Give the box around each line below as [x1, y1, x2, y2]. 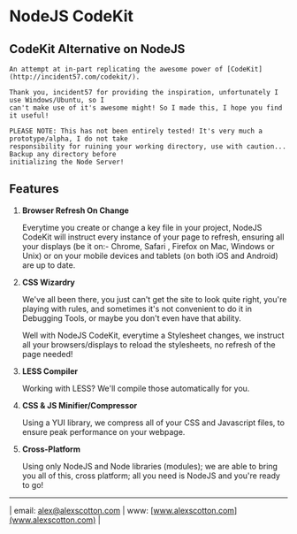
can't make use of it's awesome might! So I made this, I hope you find [9, 103, 283, 112]
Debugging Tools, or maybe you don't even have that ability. [21, 312, 241, 324]
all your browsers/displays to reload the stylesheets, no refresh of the [21, 339, 276, 350]
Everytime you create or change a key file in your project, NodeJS [21, 222, 263, 233]
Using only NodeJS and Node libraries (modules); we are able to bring [21, 461, 278, 471]
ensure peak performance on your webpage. [21, 426, 186, 437]
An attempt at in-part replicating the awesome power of [9, 65, 224, 73]
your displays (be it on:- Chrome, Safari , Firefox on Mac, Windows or [21, 240, 275, 251]
